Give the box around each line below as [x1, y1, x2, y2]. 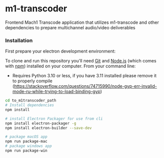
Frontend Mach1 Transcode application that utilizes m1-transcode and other [5, 19, 160, 25]
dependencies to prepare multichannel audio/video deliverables [5, 24, 135, 30]
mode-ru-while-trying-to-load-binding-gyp [12, 89, 101, 95]
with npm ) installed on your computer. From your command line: [5, 63, 136, 69]
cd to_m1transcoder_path [5, 98, 56, 103]
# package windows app [5, 144, 52, 149]
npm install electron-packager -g [5, 121, 77, 126]
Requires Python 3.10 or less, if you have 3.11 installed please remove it [12, 73, 157, 79]
